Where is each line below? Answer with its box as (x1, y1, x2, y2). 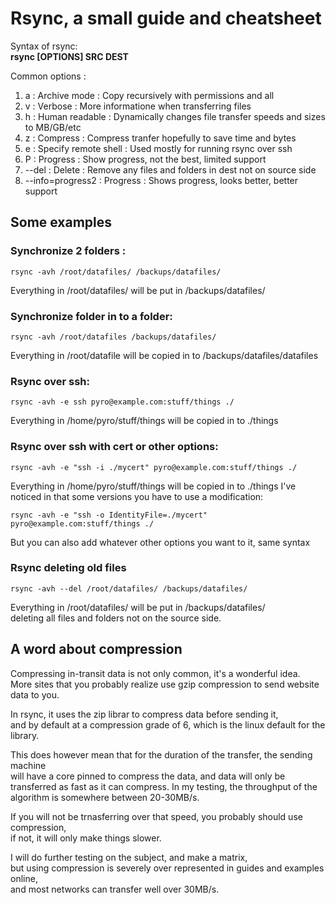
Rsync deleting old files (10, 561, 127, 575)
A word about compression (10, 641, 183, 658)
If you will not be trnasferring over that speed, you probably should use (10, 810, 303, 822)
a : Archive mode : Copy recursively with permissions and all (24, 89, 275, 101)
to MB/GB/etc (24, 121, 82, 133)
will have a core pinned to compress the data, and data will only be (10, 770, 286, 782)
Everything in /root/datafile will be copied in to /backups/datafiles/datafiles (10, 349, 319, 361)
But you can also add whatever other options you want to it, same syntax (10, 536, 311, 548)
